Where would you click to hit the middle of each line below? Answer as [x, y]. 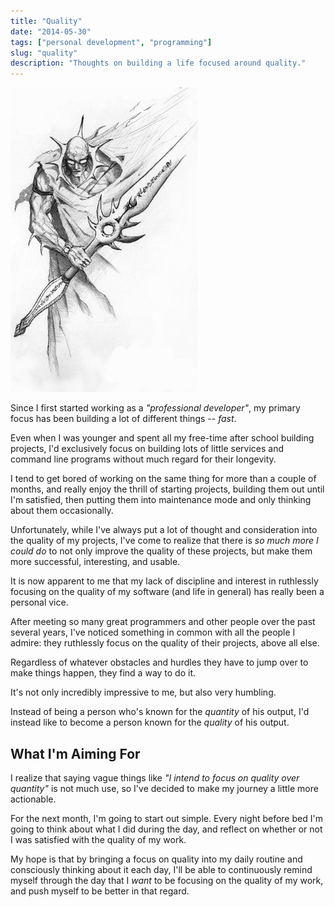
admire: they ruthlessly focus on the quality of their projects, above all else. [165, 643]
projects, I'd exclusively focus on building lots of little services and [147, 449]
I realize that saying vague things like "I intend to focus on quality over [155, 777]
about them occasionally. [62, 511]
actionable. [33, 799]
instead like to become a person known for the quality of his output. [150, 722]
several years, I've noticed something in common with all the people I [153, 632]
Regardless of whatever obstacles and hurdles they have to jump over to [159, 662]
